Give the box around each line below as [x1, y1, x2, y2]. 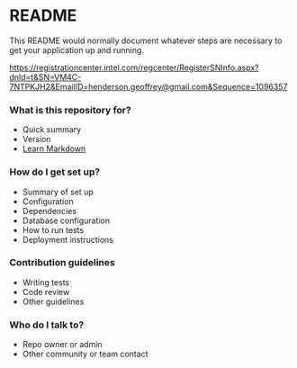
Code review [22, 286, 70, 297]
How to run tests [22, 224, 85, 235]
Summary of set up [22, 186, 94, 197]
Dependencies [22, 205, 77, 216]
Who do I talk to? [9, 319, 85, 331]
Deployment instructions [22, 234, 114, 245]
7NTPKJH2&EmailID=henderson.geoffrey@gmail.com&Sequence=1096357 [9, 81, 288, 92]
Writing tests [22, 276, 70, 288]
